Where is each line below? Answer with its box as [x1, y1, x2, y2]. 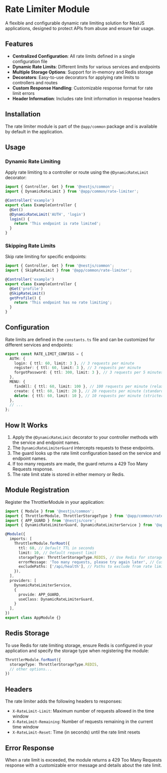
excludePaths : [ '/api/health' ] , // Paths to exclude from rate [18, 564, 153, 569]
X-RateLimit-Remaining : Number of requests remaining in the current [12, 719, 153, 725]
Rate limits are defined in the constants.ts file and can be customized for [5, 336, 155, 343]
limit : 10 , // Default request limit [18, 550, 97, 555]
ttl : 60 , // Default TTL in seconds [18, 545, 94, 550]
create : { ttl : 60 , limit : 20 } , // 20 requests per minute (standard [14, 388, 164, 393]
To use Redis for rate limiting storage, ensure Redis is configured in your [5, 642, 153, 648]
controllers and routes [12, 79, 58, 85]
